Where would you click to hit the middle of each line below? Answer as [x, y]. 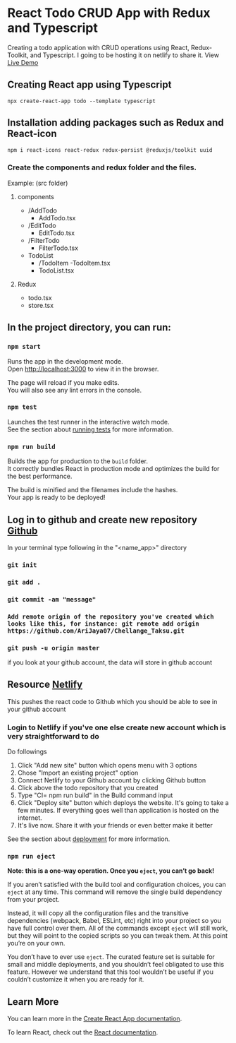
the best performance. [40, 476]
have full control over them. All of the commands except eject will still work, [118, 928]
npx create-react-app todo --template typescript [82, 101]
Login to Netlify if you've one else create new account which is [117, 727]
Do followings [27, 752]
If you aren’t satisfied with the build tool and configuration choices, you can [117, 885]
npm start [24, 347]
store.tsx [41, 305]
